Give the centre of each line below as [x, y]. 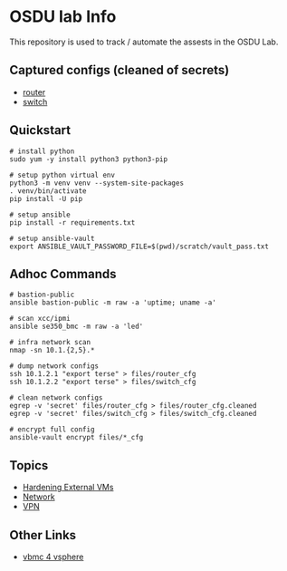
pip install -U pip [46, 198]
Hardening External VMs [68, 488]
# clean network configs [56, 398]
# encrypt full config [52, 430]
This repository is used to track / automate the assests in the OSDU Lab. [144, 42]
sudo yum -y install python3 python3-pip [89, 159]
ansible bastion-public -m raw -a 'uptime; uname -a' [113, 303]
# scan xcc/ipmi [40, 319]
